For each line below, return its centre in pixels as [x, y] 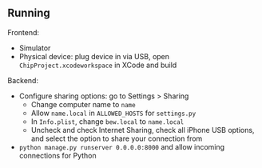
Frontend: [24, 32]
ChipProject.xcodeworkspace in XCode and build [98, 65]
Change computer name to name [83, 104]
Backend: [23, 80]
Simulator [35, 48]
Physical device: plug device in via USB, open [94, 56]
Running [29, 13]
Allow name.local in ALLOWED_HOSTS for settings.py [113, 113]
